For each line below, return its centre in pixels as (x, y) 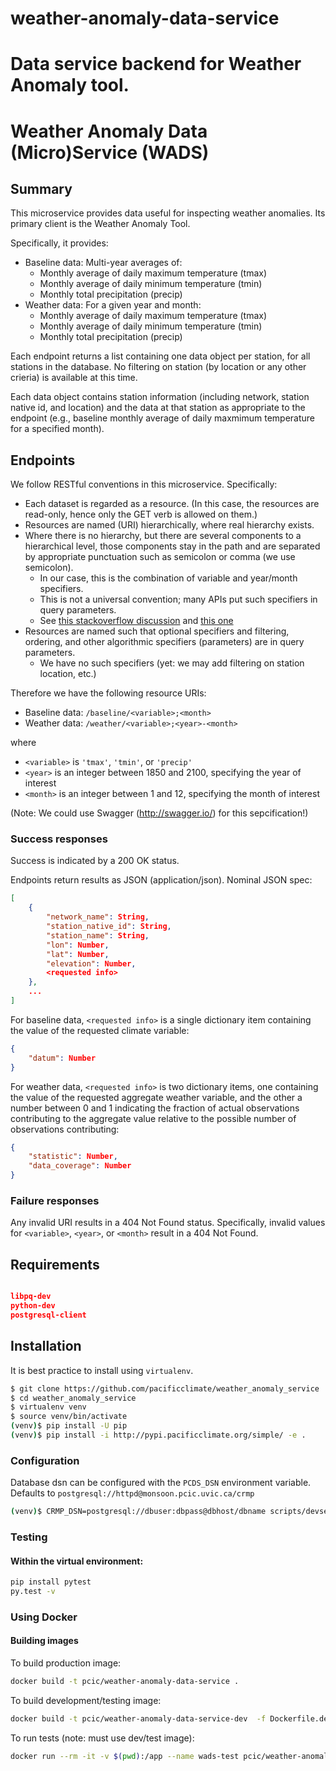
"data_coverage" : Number (80, 1166)
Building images (44, 1641)
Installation (46, 1346)
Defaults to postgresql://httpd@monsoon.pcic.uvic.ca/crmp (132, 1493)
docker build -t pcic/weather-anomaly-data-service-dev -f (138, 1718)
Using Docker (44, 1617)
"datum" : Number (62, 1058)
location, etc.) (68, 674)
